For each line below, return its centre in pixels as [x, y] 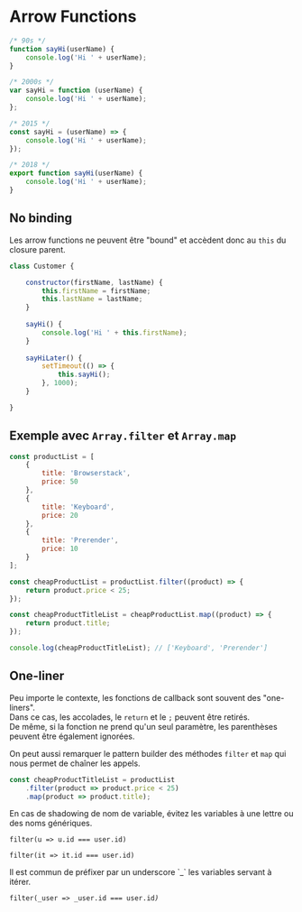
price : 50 [60, 482]
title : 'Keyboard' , [78, 507]
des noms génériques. [51, 824]
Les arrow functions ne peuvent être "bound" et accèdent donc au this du [148, 240]
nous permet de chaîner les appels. [75, 763]
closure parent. [37, 249]
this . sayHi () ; [84, 375]
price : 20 [60, 515]
